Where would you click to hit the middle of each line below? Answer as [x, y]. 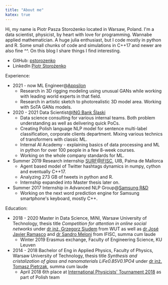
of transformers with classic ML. [53, 139]
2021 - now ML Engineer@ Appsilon [49, 85]
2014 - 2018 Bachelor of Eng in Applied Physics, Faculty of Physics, [83, 250]
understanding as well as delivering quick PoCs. [70, 123]
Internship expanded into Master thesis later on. [70, 182]
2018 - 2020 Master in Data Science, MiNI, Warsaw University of [80, 218]
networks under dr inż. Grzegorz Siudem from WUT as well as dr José [86, 229]
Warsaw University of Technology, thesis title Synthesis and [75, 256]
